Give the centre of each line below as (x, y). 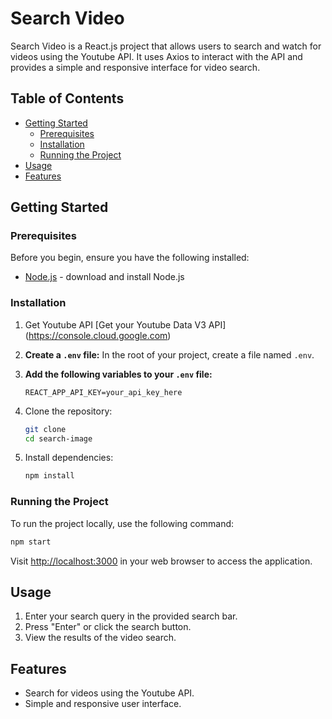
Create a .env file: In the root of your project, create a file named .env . (169, 354)
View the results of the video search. (100, 638)
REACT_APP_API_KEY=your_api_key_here (103, 392)
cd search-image (58, 438)
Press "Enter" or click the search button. (108, 627)
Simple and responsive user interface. (103, 704)
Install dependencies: (69, 458)
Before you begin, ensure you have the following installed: (130, 258)
